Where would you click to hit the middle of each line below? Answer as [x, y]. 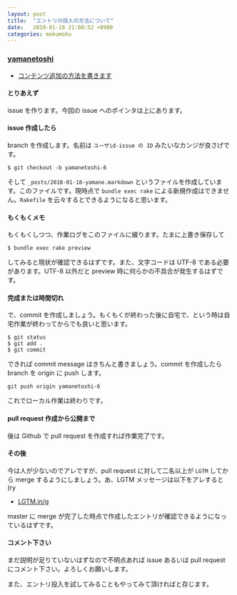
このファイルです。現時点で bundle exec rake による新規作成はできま [121, 191]
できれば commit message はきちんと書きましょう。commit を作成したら [115, 364]
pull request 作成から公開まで [51, 418]
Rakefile [33, 200]
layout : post [27, 14]
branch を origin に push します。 [56, 373]
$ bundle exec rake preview [49, 248]
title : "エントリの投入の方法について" [61, 21]
